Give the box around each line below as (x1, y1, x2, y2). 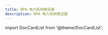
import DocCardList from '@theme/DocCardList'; (5, 24, 104, 30)
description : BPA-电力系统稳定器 (5, 12, 68, 16)
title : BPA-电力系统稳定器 (5, 7, 55, 12)
